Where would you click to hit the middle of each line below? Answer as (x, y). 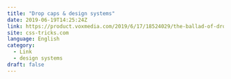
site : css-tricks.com (38, 33)
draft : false (26, 65)
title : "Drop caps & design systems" (61, 13)
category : (21, 45)
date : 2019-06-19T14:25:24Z (47, 20)
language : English (33, 39)
